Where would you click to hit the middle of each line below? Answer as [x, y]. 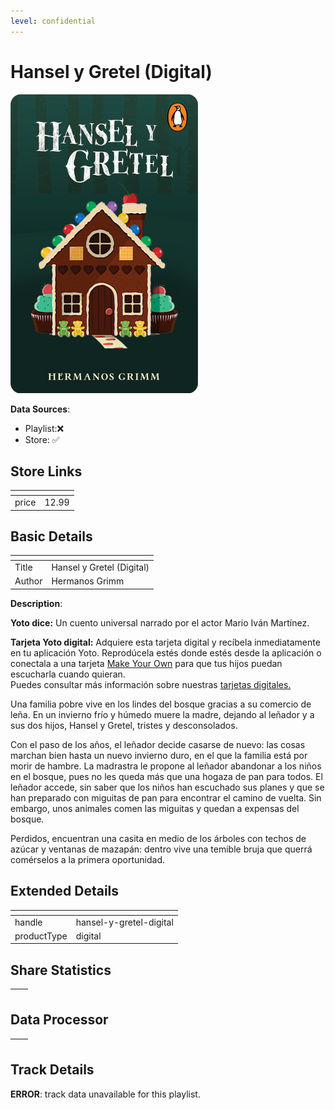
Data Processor [59, 1020]
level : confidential [53, 21]
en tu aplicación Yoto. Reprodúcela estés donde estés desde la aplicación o [166, 652]
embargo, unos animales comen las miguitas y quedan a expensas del [155, 808]
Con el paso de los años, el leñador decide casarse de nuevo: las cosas [158, 744]
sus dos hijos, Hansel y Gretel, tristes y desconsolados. [124, 725]
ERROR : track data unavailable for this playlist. [105, 1094]
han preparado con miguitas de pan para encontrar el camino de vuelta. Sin [166, 797]
